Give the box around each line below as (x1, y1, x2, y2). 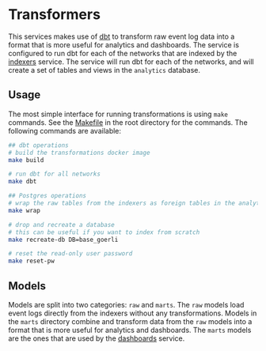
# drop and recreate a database (8, 221, 115, 228)
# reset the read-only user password (8, 250, 133, 258)
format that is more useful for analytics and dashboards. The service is (8, 40, 240, 49)
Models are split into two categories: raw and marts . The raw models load (8, 300, 245, 309)
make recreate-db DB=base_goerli (8, 236, 119, 243)
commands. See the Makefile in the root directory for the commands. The (8, 117, 248, 127)
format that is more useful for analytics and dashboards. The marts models (8, 325, 252, 334)
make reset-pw (8, 257, 55, 266)
